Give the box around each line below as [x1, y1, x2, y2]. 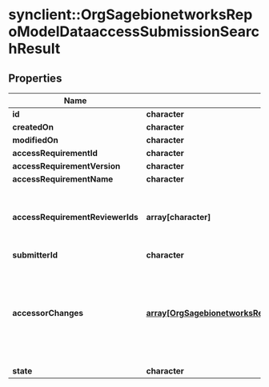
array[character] [146, 212, 211, 222]
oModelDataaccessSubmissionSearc [8, 22, 260, 41]
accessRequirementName [12, 174, 114, 185]
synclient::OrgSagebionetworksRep [8, 6, 253, 24]
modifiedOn [12, 134, 58, 146]
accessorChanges [12, 308, 84, 318]
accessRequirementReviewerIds [12, 212, 139, 222]
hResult [8, 40, 61, 58]
